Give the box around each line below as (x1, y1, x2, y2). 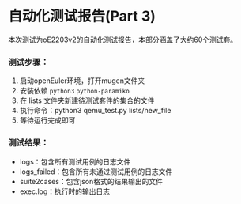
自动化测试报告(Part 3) (8, 7, 156, 25)
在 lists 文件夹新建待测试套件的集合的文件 (19, 96, 155, 105)
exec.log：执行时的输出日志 (19, 187, 111, 196)
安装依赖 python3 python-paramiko (19, 86, 130, 96)
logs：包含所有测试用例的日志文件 (19, 157, 131, 166)
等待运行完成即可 (19, 115, 76, 125)
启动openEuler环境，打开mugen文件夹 (19, 76, 145, 85)
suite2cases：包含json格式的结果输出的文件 (19, 176, 164, 186)
